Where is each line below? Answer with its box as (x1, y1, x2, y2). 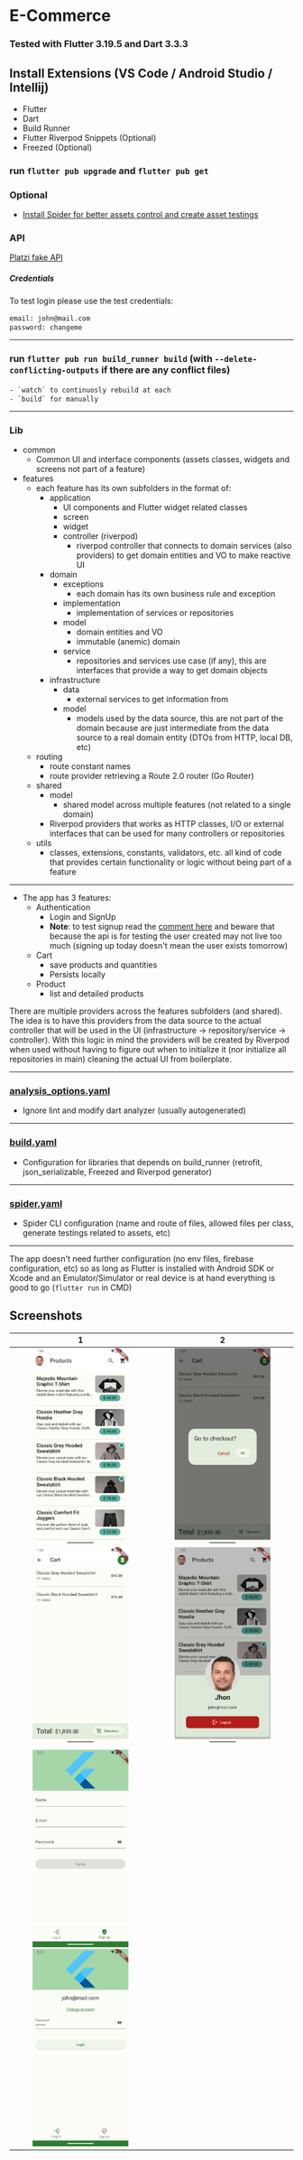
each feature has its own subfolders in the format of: (35, 483, 232, 493)
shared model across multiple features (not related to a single (62, 800, 291, 810)
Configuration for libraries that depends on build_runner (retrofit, (22, 1156, 263, 1167)
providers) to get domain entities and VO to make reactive (76, 550, 291, 561)
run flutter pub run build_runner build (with (9, 353, 214, 366)
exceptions (62, 579, 105, 589)
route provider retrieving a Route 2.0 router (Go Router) (49, 771, 254, 781)
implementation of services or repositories (76, 607, 234, 618)
